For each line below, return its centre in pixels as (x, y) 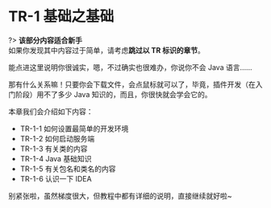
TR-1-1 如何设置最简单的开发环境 (74, 128)
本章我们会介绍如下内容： (51, 111)
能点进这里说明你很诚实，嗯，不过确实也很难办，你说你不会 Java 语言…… (130, 67)
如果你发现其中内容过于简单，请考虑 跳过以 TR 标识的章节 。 (107, 50)
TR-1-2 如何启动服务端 (57, 138)
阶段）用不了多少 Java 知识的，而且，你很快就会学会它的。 (113, 94)
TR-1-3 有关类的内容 (54, 149)
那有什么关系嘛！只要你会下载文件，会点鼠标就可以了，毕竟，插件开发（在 (132, 84)
